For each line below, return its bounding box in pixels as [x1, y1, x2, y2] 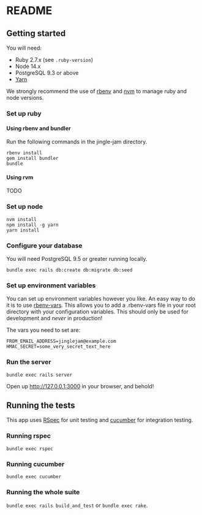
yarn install [6, 227, 40, 233]
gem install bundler [6, 156, 59, 162]
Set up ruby [6, 109, 42, 118]
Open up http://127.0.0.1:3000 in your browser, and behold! [6, 382, 154, 389]
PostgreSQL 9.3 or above [15, 69, 79, 77]
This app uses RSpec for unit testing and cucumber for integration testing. [6, 416, 193, 424]
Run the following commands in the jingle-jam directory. [6, 138, 148, 146]
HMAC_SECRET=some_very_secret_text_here [6, 344, 111, 350]
